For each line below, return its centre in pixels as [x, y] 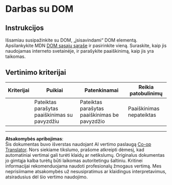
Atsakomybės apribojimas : [35, 138]
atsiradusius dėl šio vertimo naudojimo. [47, 177]
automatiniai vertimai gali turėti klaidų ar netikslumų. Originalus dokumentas [85, 155]
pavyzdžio [92, 121]
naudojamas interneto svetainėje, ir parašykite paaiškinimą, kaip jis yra [80, 51]
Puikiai [54, 90]
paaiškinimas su [53, 115]
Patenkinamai [101, 90]
